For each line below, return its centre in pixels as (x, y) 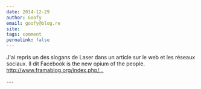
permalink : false (28, 40)
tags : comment (24, 35)
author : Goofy (24, 18)
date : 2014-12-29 (28, 12)
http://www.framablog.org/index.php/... (55, 70)
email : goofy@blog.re (33, 23)
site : (13, 29)
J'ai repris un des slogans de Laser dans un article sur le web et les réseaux (101, 57)
